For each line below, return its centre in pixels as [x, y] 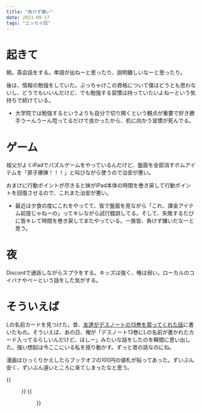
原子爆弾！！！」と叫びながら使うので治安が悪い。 [90, 173]
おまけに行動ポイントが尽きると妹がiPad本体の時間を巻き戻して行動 [91, 186]
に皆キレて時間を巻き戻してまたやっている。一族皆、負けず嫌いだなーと [104, 221]
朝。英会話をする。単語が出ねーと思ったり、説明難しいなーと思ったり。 [96, 72]
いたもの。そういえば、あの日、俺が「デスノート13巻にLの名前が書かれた [98, 332]
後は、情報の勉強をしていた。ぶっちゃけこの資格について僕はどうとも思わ [99, 86]
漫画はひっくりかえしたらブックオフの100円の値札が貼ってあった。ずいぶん [100, 360]
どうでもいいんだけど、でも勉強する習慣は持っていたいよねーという [106, 93]
